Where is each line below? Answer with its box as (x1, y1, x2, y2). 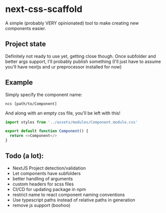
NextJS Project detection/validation (12, 165, 86, 171)
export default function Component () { (5, 128, 89, 133)
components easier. (5, 25, 46, 31)
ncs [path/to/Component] (5, 101, 57, 106)
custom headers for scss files (12, 181, 74, 187)
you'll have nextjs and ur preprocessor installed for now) (5, 63, 122, 69)
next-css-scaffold (5, 3, 83, 15)
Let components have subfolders (12, 170, 81, 176)
